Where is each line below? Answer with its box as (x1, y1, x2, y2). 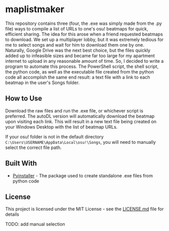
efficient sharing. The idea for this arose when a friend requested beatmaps (5, 31, 163, 37)
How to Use (5, 94, 43, 103)
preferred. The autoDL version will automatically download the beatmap (5, 113, 155, 119)
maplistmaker (5, 4, 65, 15)
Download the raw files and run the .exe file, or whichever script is (5, 107, 143, 113)
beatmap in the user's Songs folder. (5, 80, 80, 86)
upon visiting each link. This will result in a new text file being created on (5, 118, 157, 125)
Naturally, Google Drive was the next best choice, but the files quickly (5, 47, 151, 53)
